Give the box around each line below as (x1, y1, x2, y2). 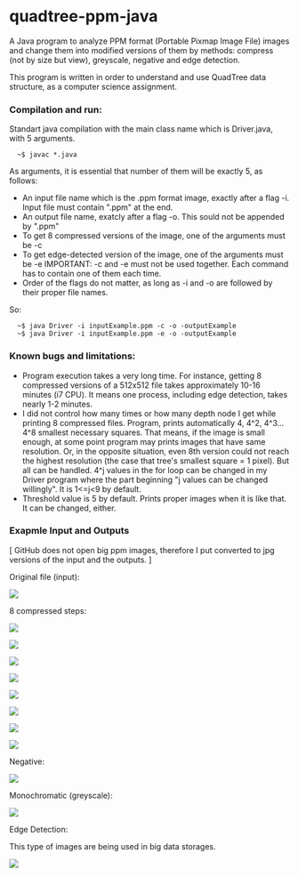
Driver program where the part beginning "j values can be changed (21, 474, 269, 485)
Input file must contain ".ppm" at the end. (21, 202, 173, 213)
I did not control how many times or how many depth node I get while (21, 407, 277, 419)
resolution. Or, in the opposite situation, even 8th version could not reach (21, 446, 290, 456)
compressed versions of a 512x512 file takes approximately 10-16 (21, 380, 261, 390)
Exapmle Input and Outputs (9, 525, 130, 537)
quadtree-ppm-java (9, 6, 158, 27)
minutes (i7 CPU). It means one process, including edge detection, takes (21, 389, 288, 399)
